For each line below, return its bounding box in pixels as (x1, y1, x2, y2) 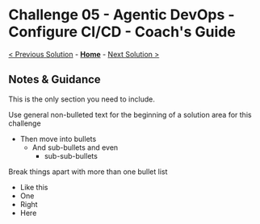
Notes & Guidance (8, 73, 101, 86)
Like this (19, 182, 48, 192)
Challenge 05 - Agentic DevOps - (8, 6, 236, 24)
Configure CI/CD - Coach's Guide (8, 23, 236, 41)
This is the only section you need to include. (8, 94, 155, 104)
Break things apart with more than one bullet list (8, 167, 168, 176)
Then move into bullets (19, 134, 97, 143)
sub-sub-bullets (44, 151, 99, 160)
